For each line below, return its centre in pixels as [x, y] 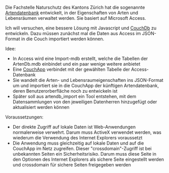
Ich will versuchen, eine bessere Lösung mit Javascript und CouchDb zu [81, 28]
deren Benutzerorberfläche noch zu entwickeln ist [65, 91]
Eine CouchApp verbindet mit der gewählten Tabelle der [71, 69]
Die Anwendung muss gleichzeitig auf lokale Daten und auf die [78, 143]
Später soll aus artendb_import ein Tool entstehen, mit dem [74, 96]
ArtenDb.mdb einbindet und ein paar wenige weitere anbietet [76, 64]
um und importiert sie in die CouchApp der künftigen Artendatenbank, [86, 85]
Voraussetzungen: [24, 117]
